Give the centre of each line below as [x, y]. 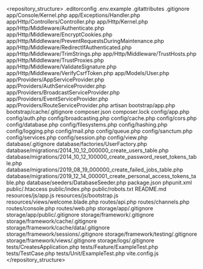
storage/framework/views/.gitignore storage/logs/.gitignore [80, 241]
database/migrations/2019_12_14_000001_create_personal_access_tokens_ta [101, 176]
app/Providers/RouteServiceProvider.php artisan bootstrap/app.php [91, 105]
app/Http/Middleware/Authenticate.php [55, 28]
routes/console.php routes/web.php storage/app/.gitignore [80, 208]
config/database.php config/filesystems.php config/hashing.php [87, 125]
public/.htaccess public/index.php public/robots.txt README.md [86, 189]
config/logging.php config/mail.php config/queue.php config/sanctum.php [99, 131]
